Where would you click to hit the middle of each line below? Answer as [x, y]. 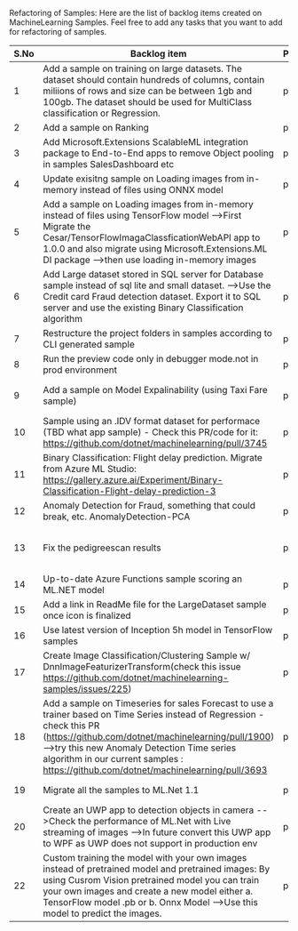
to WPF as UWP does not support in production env [150, 843]
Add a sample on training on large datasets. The [142, 68]
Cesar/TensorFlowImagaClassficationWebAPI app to [152, 237]
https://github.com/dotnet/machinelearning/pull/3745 [155, 443]
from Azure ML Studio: [90, 469]
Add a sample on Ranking [96, 128]
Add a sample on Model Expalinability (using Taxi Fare [155, 390]
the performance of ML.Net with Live [154, 821]
